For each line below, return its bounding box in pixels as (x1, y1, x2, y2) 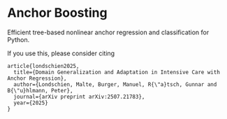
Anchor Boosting (7, 5, 108, 21)
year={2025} (13, 99, 49, 106)
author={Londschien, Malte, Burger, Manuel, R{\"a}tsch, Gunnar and (13, 80, 217, 88)
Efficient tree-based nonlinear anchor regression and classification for (7, 28, 210, 36)
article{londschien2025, (7, 62, 80, 69)
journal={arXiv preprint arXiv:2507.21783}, (13, 93, 145, 100)
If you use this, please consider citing (7, 49, 115, 57)
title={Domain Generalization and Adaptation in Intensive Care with (13, 69, 220, 76)
